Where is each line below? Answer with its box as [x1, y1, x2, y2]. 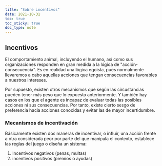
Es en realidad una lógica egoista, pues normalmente [37, 66, 144, 72]
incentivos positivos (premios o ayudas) [12, 156, 93, 162]
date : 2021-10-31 [5, 12, 40, 17]
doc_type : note [5, 25, 36, 30]
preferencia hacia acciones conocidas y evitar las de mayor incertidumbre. [5, 107, 155, 113]
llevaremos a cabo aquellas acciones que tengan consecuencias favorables [5, 72, 157, 78]
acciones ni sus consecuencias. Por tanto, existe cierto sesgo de [5, 102, 136, 108]
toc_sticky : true [5, 21, 40, 26]
